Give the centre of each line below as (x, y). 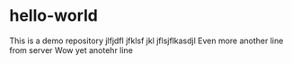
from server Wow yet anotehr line (71, 50)
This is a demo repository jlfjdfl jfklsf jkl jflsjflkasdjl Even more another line (146, 41)
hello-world (54, 16)
